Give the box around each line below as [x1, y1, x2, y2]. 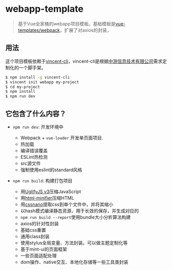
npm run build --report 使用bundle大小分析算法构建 [20, 214, 131, 220]
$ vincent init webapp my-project [5, 79, 80, 85]
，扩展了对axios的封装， [60, 27, 112, 33]
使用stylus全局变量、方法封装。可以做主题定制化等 [20, 239, 128, 246]
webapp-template [5, 3, 84, 15]
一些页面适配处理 [20, 252, 57, 259]
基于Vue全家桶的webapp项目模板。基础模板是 [17, 20, 116, 27]
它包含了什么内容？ [5, 109, 66, 118]
